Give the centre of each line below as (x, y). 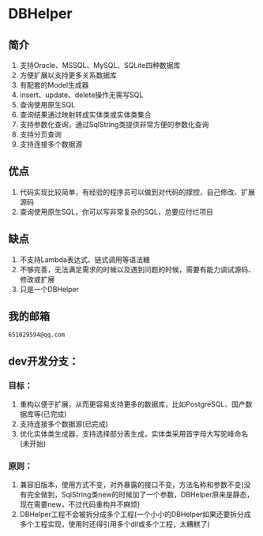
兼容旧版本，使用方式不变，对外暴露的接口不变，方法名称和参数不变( (131, 485)
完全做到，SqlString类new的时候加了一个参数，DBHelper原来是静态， (140, 495)
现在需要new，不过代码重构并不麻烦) (80, 504)
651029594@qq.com (37, 335)
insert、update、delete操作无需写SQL (81, 95)
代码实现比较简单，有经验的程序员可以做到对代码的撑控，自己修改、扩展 (137, 192)
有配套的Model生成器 (54, 85)
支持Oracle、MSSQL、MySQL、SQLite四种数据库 (100, 65)
